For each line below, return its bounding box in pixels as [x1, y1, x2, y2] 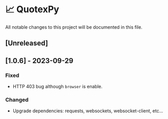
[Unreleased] [5, 39, 49, 48]
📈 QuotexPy [5, 4, 60, 15]
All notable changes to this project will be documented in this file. [5, 24, 143, 30]
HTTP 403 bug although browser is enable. [12, 84, 103, 90]
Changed [5, 96, 29, 103]
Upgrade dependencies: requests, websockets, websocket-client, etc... [12, 108, 163, 114]
